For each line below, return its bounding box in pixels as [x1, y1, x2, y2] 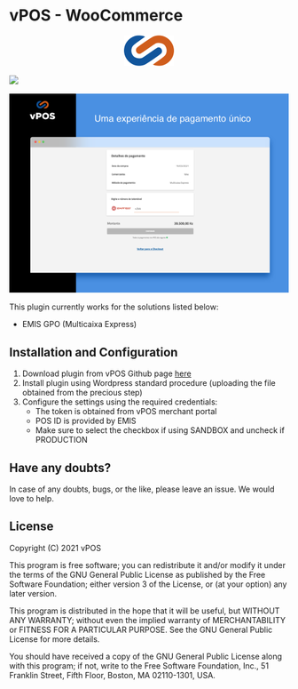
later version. [9, 588, 58, 598]
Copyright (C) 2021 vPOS [9, 542, 102, 553]
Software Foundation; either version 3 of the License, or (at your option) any [9, 579, 287, 589]
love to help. [9, 493, 55, 503]
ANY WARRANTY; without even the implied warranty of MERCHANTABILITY [9, 614, 286, 625]
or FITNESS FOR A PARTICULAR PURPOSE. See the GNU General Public [9, 624, 273, 635]
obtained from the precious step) [21, 388, 144, 398]
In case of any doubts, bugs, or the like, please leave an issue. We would [9, 484, 275, 494]
